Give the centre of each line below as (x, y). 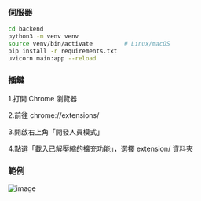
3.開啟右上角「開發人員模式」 (56, 132)
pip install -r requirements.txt (63, 51)
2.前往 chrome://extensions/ (54, 115)
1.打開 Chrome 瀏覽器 (42, 98)
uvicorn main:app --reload (52, 58)
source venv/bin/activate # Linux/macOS (89, 44)
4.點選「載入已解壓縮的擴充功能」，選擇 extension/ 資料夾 (101, 148)
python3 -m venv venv (44, 37)
